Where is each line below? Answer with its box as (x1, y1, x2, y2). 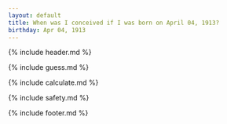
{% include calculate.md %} (8, 78, 99, 87)
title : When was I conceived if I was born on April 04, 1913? (8, 19, 220, 27)
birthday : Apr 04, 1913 (8, 26, 86, 34)
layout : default (8, 11, 61, 20)
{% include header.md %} (8, 48, 92, 57)
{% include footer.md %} (8, 108, 89, 118)
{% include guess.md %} (8, 63, 89, 72)
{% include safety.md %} (8, 93, 90, 103)
